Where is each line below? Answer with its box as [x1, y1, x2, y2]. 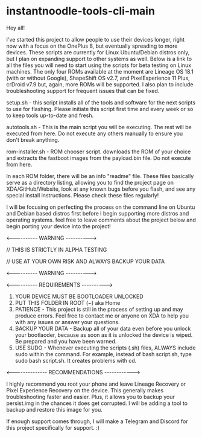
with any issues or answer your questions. [14, 318, 120, 325]
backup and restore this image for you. [6, 406, 103, 413]
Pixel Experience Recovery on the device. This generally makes [6, 386, 164, 394]
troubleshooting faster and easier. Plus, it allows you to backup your [6, 393, 175, 400]
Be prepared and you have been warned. [14, 337, 117, 345]
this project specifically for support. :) [6, 424, 100, 431]
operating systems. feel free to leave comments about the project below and [6, 216, 196, 223]
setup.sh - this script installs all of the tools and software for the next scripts [6, 98, 196, 106]
